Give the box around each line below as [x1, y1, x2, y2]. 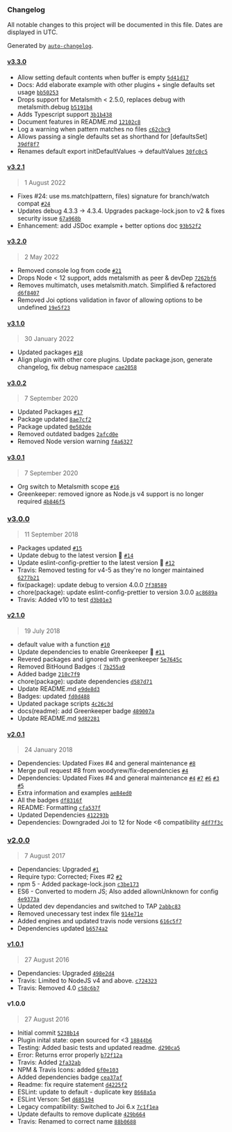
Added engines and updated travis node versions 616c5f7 [17, 916, 182, 925]
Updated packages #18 [17, 348, 83, 356]
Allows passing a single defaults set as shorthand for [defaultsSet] [17, 132, 208, 141]
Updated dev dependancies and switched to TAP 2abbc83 [17, 902, 181, 910]
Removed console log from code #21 [17, 266, 122, 274]
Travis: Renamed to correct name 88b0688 [17, 1117, 137, 1125]
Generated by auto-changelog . [7, 42, 94, 50]
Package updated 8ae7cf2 [17, 415, 92, 424]
